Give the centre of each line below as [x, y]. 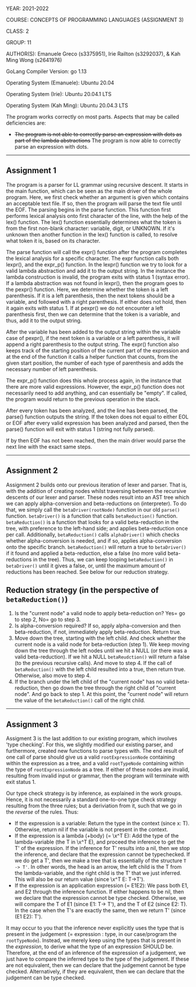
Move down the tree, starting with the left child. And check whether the [100, 638]
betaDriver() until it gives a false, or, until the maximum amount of [86, 566]
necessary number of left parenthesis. [52, 369]
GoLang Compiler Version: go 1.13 [46, 71]
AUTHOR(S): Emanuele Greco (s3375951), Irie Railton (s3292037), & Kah [93, 54]
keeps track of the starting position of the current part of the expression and [98, 350]
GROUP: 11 [19, 42]
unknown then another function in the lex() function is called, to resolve [92, 234]
